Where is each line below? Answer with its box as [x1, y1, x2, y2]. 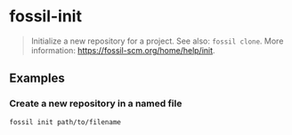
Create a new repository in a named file [9, 98, 182, 110]
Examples [9, 71, 65, 86]
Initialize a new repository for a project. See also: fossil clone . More [30, 36, 284, 46]
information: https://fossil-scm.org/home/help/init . [30, 44, 215, 55]
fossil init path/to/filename [9, 117, 122, 126]
